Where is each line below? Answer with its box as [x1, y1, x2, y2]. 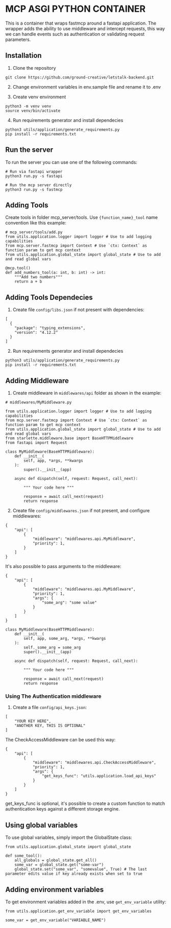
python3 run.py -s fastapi [5, 173, 63, 178]
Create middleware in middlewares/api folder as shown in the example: [12, 390, 162, 396]
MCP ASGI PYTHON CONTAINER [5, 3, 146, 15]
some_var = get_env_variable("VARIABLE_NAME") [5, 917, 106, 923]
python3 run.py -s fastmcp [5, 187, 63, 192]
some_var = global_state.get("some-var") [14, 862, 104, 868]
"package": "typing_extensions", [14, 326, 86, 331]
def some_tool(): [5, 853, 42, 859]
